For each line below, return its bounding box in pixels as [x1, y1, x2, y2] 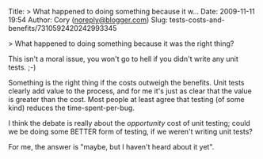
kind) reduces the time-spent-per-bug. [8, 103, 135, 112]
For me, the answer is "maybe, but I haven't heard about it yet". [8, 142, 215, 151]
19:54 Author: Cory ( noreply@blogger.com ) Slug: [8, 15, 168, 25]
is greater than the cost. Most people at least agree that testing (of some [8, 95, 245, 104]
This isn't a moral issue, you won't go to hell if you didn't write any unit [8, 55, 239, 63]
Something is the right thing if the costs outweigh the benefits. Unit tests [8, 78, 245, 87]
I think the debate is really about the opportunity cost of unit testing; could [8, 119, 251, 127]
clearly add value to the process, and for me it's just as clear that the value [8, 86, 252, 96]
